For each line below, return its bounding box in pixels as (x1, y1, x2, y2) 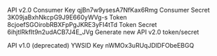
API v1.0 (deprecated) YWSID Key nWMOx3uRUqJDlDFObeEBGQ (7, 41, 194, 49)
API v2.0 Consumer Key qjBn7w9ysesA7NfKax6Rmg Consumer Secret (7, 6, 210, 14)
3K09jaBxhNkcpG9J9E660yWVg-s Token (7, 13, 127, 21)
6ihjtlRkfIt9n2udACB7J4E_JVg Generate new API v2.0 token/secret (7, 28, 200, 36)
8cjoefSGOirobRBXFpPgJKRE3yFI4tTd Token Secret (7, 21, 157, 28)
